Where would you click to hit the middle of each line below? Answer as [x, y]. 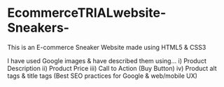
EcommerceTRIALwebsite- [87, 13]
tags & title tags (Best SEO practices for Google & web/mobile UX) [103, 76]
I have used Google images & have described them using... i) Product [107, 60]
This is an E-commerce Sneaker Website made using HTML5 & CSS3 [107, 47]
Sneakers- [38, 28]
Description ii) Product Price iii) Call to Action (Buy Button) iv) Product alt [112, 68]
